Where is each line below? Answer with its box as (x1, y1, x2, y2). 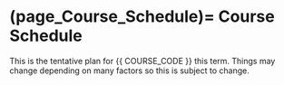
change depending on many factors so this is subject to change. (9, 65, 250, 76)
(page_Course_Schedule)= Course (9, 6, 275, 27)
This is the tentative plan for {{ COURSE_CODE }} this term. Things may (9, 55, 276, 66)
